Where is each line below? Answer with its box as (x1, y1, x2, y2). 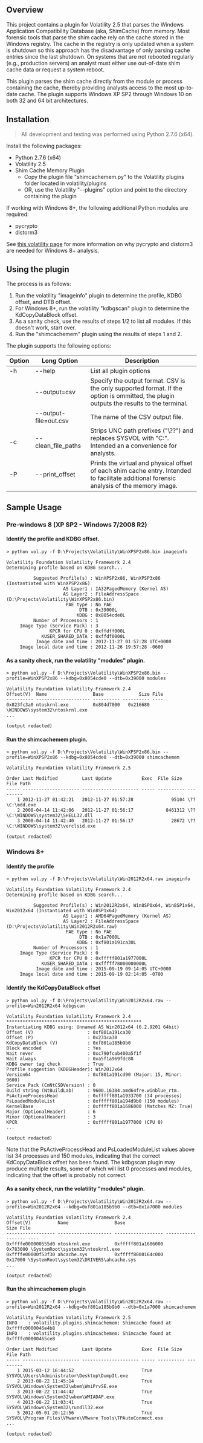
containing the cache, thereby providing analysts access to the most (6, 84, 177, 91)
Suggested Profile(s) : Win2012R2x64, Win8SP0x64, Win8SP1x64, (33, 903, 196, 909)
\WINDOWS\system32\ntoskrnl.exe (6, 707, 88, 713)
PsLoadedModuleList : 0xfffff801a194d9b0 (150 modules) (6, 1098, 180, 1104)
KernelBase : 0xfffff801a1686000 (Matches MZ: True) (6, 1103, 193, 1109)
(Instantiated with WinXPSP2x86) (6, 580, 91, 586)
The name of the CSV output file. (90, 413, 184, 421)
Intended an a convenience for (90, 441, 177, 450)
